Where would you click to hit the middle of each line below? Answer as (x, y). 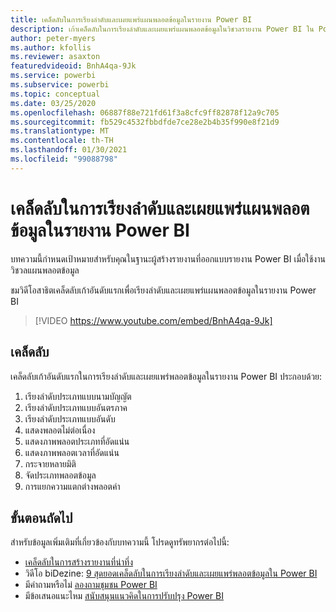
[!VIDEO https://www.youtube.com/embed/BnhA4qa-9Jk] (153, 320)
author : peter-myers (53, 38)
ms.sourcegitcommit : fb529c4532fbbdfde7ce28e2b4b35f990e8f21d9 (145, 122)
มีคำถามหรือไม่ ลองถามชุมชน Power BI (91, 585)
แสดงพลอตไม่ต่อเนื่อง (60, 430)
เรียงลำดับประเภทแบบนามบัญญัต (78, 396)
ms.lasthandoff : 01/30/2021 (69, 150)
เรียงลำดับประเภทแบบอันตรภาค (76, 407)
